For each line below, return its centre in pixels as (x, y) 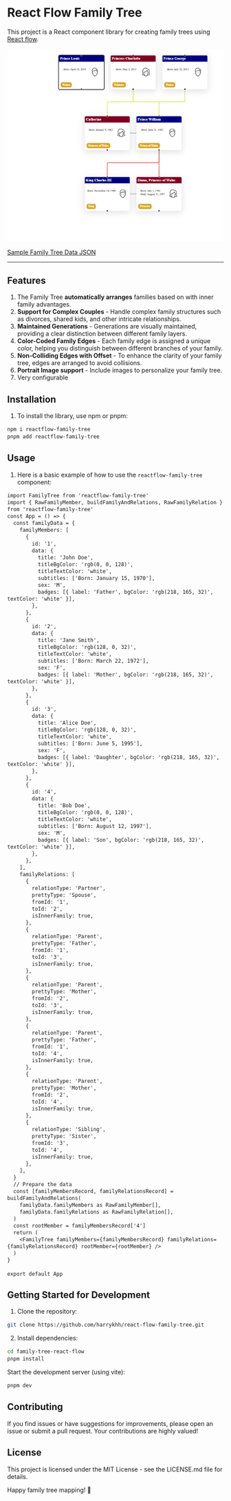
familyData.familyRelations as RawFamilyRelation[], (97, 1212)
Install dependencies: (47, 1338)
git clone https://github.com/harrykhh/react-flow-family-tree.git (106, 1325)
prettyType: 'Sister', (64, 1136)
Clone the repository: (47, 1312)
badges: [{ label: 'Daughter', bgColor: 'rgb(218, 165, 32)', (129, 757)
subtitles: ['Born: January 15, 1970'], (96, 578)
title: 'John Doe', (66, 557)
